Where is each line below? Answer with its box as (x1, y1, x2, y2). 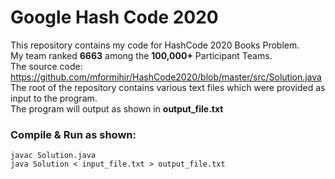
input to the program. (10, 92, 98, 104)
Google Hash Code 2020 (10, 6, 219, 29)
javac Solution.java (10, 151, 97, 161)
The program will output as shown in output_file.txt (10, 102, 224, 115)
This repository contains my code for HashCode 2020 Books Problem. (10, 39, 300, 51)
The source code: (10, 60, 83, 72)
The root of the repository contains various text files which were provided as (10, 81, 326, 93)
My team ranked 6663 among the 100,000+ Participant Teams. (10, 49, 273, 61)
